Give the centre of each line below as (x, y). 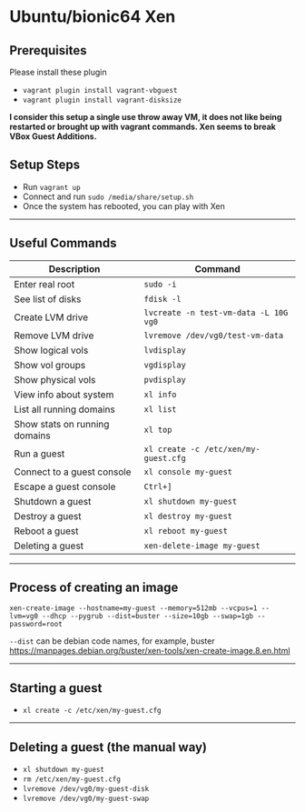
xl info (160, 394)
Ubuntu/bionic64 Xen (93, 17)
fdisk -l (162, 299)
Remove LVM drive (54, 336)
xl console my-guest (188, 471)
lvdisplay (165, 350)
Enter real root (44, 284)
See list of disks (48, 299)
